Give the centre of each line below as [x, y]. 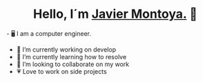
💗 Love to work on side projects [62, 71]
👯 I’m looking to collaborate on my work [72, 64]
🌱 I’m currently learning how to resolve [71, 57]
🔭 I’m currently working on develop [66, 49]
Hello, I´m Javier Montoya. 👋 [115, 14]
